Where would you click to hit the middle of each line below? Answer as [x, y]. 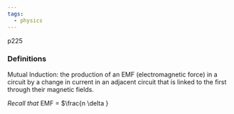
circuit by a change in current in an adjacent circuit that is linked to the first [117, 81]
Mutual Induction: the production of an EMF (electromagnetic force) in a [113, 74]
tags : [15, 14]
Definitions [27, 59]
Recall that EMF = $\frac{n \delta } [58, 103]
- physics [28, 21]
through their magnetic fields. [51, 89]
